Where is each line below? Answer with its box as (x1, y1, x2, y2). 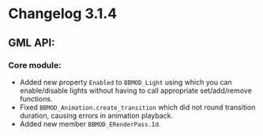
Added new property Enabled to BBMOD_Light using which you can (19, 77, 232, 86)
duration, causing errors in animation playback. (19, 111, 174, 120)
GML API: (8, 36, 55, 50)
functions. (19, 94, 53, 103)
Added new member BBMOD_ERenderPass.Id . (19, 119, 161, 128)
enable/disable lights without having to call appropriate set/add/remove (19, 86, 253, 95)
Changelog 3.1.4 (8, 5, 117, 23)
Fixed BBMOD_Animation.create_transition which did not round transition (19, 102, 256, 112)
